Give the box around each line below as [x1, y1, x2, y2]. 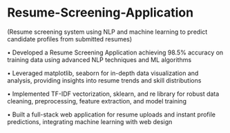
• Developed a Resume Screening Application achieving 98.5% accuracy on [7, 48, 224, 57]
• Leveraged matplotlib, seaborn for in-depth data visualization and [7, 69, 199, 77]
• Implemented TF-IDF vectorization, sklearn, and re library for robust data [7, 90, 220, 98]
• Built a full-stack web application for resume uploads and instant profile [7, 110, 216, 119]
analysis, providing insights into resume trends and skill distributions [7, 76, 202, 84]
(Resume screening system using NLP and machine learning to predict [7, 28, 208, 36]
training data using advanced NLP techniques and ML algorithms [7, 55, 192, 63]
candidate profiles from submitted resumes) [7, 34, 133, 43]
